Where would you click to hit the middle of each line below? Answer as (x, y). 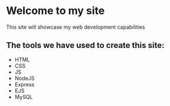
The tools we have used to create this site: (85, 45)
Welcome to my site (55, 11)
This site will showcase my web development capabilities (76, 27)
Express (24, 84)
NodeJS (24, 78)
